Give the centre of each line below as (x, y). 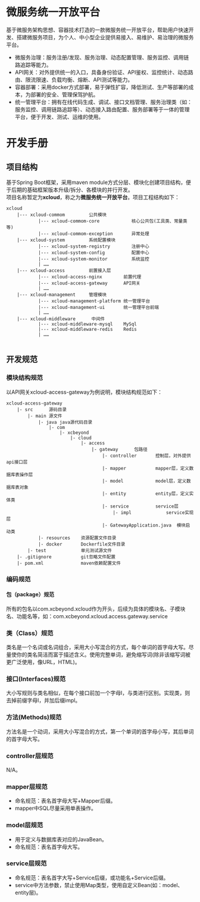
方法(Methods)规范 (34, 718)
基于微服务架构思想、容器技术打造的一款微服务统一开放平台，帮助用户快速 (97, 30)
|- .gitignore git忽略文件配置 (66, 557)
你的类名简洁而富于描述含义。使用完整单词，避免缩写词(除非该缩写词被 (104, 654)
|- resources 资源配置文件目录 (77, 538)
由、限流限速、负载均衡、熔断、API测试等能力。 (74, 79)
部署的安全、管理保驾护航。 (65, 94)
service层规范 (26, 863)
